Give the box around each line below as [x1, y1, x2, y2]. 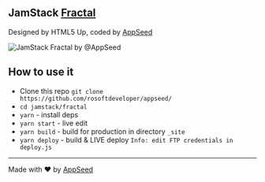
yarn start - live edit [19, 118, 88, 128]
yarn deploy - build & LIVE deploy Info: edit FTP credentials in [19, 135, 233, 144]
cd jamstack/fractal [19, 102, 88, 111]
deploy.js [19, 143, 53, 151]
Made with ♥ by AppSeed [8, 165, 93, 174]
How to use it [8, 65, 74, 79]
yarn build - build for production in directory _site [19, 126, 185, 136]
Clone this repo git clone [19, 86, 104, 95]
